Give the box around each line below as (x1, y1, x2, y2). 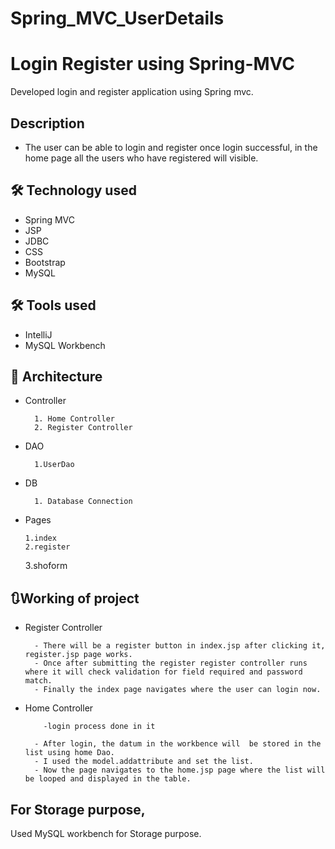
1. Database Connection (34, 497, 133, 507)
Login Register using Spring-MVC (10, 53, 296, 76)
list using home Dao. (24, 748, 115, 758)
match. (24, 676, 53, 686)
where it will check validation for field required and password (24, 667, 303, 677)
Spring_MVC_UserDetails (10, 7, 225, 30)
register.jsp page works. (24, 650, 133, 660)
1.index (24, 533, 57, 544)
